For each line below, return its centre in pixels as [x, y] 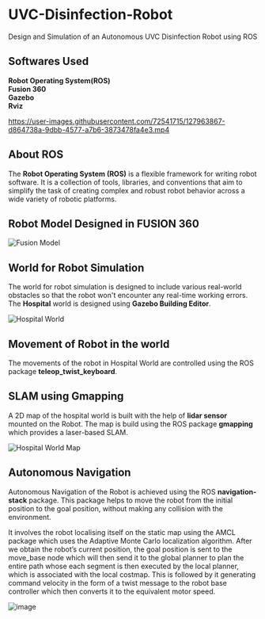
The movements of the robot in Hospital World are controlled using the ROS [131, 363]
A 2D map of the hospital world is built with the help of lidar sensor [118, 415]
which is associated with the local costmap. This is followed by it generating [132, 574]
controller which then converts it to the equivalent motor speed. [112, 591]
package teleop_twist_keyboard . [62, 371]
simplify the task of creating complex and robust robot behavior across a [127, 190]
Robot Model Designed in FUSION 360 [104, 224]
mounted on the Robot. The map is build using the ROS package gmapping [131, 424]
